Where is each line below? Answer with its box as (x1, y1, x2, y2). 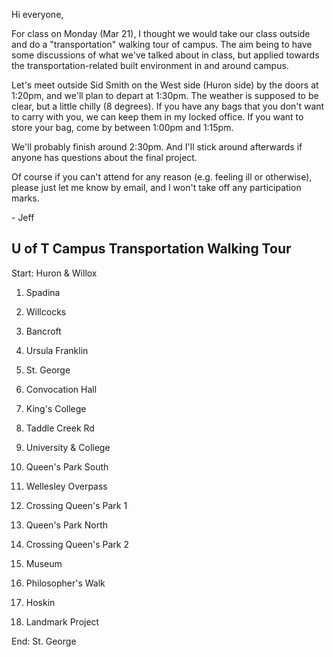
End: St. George (11, 635, 77, 647)
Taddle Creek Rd (25, 422, 95, 434)
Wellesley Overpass (25, 480, 108, 492)
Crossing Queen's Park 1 (25, 499, 128, 511)
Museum (25, 557, 63, 569)
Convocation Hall (25, 383, 98, 395)
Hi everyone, (11, 9, 64, 20)
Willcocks (25, 305, 67, 318)
